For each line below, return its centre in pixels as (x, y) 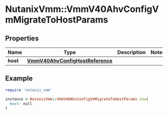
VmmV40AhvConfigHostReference (69, 61)
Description (131, 52)
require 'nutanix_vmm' (29, 90)
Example (19, 78)
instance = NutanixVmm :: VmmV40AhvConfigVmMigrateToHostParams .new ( (77, 99)
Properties (22, 38)
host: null (21, 103)
